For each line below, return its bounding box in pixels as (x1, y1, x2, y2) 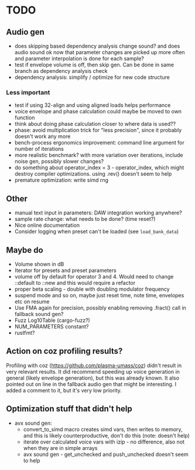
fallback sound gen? (14, 310, 64, 317)
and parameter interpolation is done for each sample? (14, 55, 145, 62)
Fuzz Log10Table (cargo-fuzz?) (14, 317, 91, 324)
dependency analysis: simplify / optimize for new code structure (14, 74, 170, 80)
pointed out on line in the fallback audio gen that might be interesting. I (6, 380, 177, 388)
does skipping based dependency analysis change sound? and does (14, 42, 180, 49)
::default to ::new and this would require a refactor (14, 279, 136, 286)
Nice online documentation (14, 221, 80, 229)
